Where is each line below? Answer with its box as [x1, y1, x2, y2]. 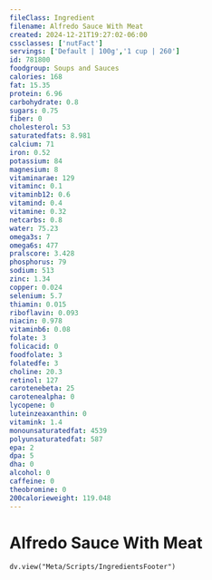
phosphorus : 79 [9, 257, 67, 267]
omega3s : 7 [9, 232, 51, 241]
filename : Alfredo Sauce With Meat [9, 22, 144, 31]
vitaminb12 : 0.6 [9, 190, 71, 199]
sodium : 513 [9, 266, 54, 275]
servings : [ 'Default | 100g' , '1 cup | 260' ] [9, 47, 180, 56]
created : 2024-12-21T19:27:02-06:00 [9, 30, 148, 39]
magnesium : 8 [9, 165, 59, 174]
